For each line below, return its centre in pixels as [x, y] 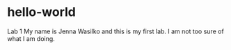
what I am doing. [31, 38]
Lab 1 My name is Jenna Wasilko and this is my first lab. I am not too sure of [115, 31]
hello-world [42, 12]
